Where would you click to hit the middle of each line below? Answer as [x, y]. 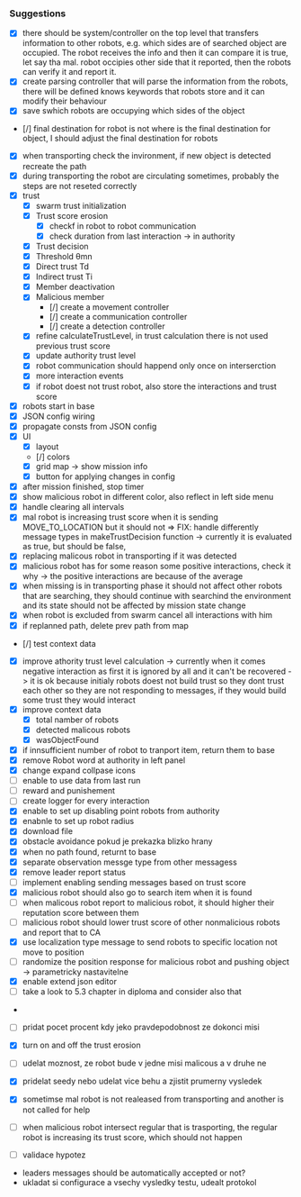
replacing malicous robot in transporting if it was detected [129, 556]
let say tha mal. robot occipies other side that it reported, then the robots [157, 62]
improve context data [62, 709]
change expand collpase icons [79, 771]
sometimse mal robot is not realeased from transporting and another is [153, 1099]
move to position [53, 952]
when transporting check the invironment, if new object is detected [146, 156]
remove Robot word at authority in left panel [104, 760]
